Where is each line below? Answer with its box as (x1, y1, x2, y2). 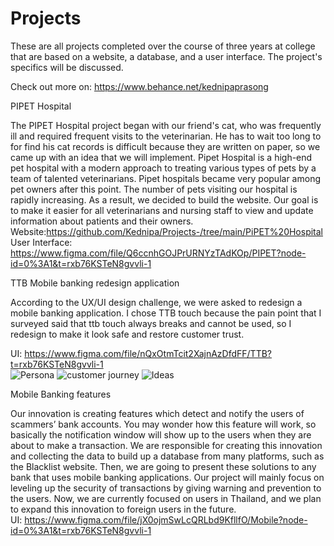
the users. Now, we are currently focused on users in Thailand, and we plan (10, 492, 322, 504)
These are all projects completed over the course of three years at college (10, 40, 316, 52)
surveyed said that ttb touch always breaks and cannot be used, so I (10, 317, 292, 329)
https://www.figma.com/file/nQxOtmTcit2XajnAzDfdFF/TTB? (24, 347, 272, 359)
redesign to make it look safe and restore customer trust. (10, 328, 245, 340)
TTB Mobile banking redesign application (10, 277, 180, 289)
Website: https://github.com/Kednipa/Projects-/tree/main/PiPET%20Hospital (10, 225, 324, 237)
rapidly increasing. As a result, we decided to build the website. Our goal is (10, 193, 319, 206)
